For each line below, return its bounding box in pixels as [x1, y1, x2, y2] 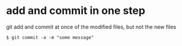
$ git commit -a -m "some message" [6, 34, 94, 40]
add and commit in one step [6, 4, 145, 17]
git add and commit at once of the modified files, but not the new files [6, 23, 177, 30]
